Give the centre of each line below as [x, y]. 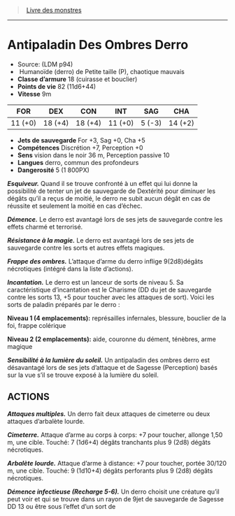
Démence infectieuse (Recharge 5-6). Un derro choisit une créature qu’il [113, 492]
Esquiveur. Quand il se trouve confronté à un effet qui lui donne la [102, 183]
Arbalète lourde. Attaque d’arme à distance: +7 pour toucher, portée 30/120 [117, 463]
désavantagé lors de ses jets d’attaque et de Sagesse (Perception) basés [113, 367]
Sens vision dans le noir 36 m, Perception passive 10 [93, 155]
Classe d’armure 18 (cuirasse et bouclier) [77, 79]
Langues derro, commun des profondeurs [78, 162]
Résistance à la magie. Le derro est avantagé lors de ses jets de [101, 240]
